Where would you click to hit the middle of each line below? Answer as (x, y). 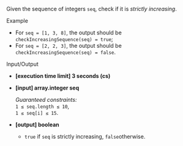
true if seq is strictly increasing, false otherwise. (85, 136)
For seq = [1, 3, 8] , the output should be (69, 33)
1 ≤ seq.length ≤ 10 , (42, 106)
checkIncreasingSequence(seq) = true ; (64, 39)
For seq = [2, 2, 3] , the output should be (69, 46)
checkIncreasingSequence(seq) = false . (65, 52)
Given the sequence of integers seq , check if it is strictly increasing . (92, 9)
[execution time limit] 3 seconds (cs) (63, 76)
